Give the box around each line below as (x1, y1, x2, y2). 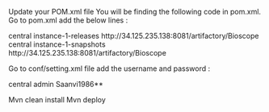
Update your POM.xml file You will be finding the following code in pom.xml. (8, 7, 261, 16)
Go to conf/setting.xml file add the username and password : (8, 64, 211, 73)
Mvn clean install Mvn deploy (8, 95, 107, 104)
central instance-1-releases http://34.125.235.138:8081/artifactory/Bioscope (8, 31, 259, 40)
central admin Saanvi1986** (8, 80, 103, 89)
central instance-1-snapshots (8, 39, 107, 49)
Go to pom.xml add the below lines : (8, 15, 128, 25)
